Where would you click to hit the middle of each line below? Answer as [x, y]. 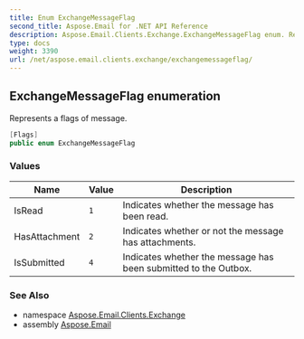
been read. [146, 216]
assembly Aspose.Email [66, 325]
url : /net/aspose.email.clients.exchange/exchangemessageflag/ [131, 60]
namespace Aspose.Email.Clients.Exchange [104, 315]
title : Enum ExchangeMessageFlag [72, 18]
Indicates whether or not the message [203, 231]
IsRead [28, 211]
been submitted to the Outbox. [187, 268]
